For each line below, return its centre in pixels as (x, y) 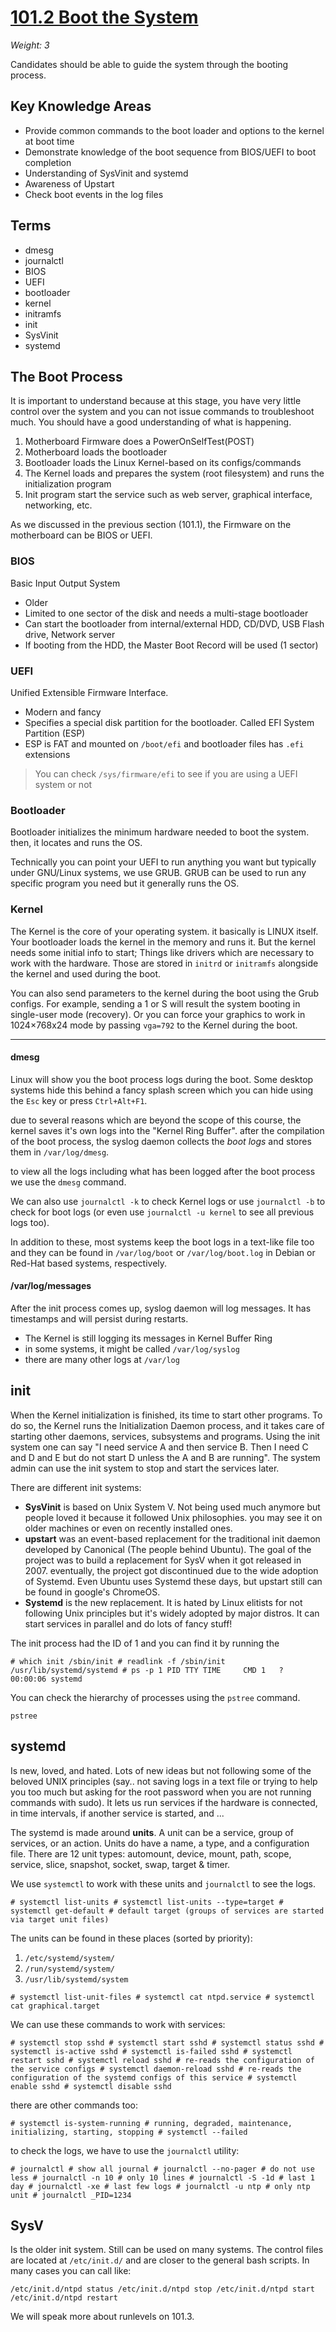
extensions (47, 754)
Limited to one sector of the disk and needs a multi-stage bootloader (166, 613)
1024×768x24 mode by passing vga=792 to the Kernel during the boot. (154, 1025)
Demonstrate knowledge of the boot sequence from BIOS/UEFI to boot (170, 152)
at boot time (49, 141)
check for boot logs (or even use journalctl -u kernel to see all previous (162, 1212)
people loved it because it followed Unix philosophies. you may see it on (173, 1517)
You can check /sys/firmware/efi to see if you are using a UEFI (166, 773)
